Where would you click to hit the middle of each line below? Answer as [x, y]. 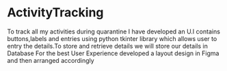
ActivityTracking [55, 13]
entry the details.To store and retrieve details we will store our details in [108, 46]
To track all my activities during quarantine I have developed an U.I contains [114, 31]
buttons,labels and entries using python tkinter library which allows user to [112, 38]
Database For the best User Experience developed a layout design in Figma [113, 53]
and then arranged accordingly [51, 60]
